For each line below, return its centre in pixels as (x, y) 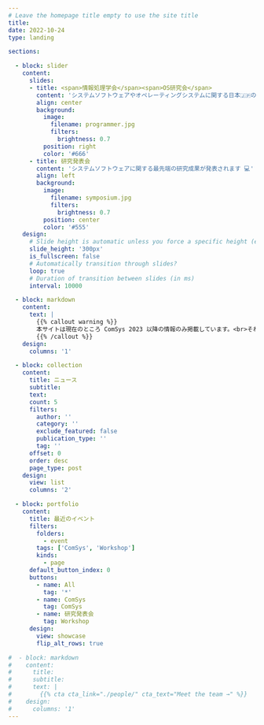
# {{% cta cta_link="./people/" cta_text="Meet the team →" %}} (128, 694)
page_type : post (55, 468)
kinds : (47, 556)
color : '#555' (66, 227)
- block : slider (42, 66)
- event (55, 541)
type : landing (31, 37)
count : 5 (43, 402)
